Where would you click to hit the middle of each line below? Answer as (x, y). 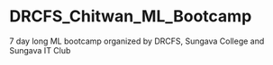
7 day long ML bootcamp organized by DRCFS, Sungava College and (137, 41)
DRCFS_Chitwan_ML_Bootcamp (131, 16)
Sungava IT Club (40, 50)
